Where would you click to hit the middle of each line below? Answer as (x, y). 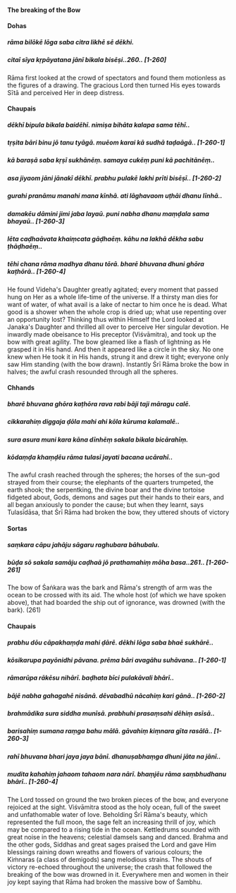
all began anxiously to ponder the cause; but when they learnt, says (106, 505)
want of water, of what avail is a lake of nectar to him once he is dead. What (117, 304)
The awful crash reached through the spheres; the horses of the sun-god (114, 475)
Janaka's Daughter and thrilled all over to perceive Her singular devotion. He (118, 327)
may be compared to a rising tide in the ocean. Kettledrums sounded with (114, 829)
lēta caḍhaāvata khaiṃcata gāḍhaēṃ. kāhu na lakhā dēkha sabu (105, 239)
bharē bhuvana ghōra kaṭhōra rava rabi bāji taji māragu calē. (99, 404)
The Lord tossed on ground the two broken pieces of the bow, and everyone (118, 799)
